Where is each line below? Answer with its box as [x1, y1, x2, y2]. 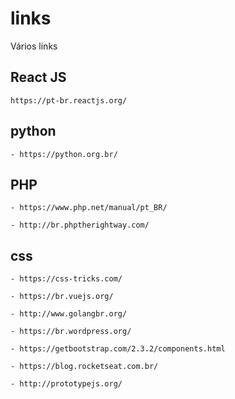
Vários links [10, 40, 58, 52]
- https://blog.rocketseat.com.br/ [10, 362, 159, 372]
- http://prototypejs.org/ [10, 379, 123, 389]
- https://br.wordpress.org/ [10, 327, 132, 337]
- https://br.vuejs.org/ [10, 292, 114, 302]
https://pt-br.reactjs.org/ [10, 95, 128, 106]
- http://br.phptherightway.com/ [10, 220, 150, 231]
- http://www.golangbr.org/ [10, 309, 128, 319]
